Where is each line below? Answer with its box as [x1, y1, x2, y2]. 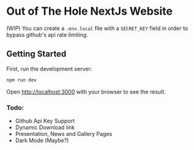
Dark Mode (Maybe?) [15, 137, 69, 144]
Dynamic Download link [15, 124, 75, 131]
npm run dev [6, 77, 37, 83]
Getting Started [6, 49, 67, 59]
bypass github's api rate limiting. [6, 31, 89, 38]
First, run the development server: [6, 65, 92, 72]
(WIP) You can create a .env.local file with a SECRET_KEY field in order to [6, 24, 188, 32]
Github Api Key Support [15, 117, 75, 124]
